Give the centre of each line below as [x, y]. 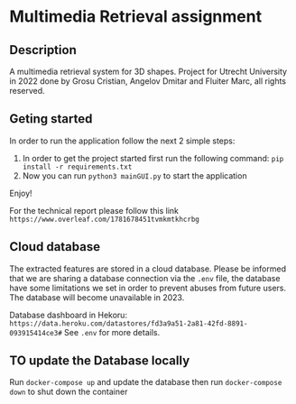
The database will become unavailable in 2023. [97, 297]
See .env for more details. [112, 332]
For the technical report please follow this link [94, 210]
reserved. [27, 91]
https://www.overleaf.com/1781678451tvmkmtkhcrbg [105, 219]
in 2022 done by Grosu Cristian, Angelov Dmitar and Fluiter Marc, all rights [148, 81]
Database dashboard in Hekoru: [69, 315]
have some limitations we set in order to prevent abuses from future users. [148, 288]
